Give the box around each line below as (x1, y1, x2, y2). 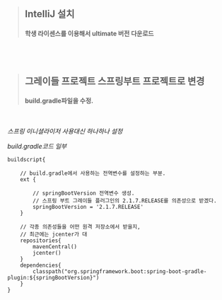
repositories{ (20, 237, 62, 244)
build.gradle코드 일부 (7, 142, 67, 151)
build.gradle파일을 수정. (24, 96, 94, 105)
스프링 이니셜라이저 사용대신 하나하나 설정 (7, 127, 123, 136)
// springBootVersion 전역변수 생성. (33, 190, 135, 197)
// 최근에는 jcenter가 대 (20, 231, 88, 238)
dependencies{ (20, 262, 62, 269)
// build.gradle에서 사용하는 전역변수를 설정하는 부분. (20, 170, 166, 177)
